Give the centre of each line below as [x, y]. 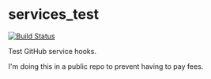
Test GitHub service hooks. [53, 51]
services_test [54, 14]
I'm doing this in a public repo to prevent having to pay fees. [106, 66]
